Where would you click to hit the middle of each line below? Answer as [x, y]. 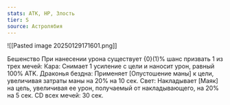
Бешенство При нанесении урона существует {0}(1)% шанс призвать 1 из [115, 59]
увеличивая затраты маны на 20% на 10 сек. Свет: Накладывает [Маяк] [113, 81]
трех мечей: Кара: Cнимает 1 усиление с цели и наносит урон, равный [111, 67]
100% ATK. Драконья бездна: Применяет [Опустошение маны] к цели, [111, 73]
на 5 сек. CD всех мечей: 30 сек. [56, 95]
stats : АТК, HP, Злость [41, 13]
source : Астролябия [35, 26]
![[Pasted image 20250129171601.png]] [62, 46]
